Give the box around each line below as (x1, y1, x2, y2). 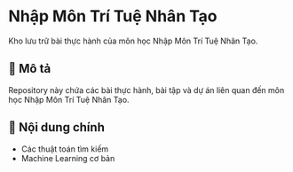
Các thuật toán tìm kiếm (20, 144, 109, 154)
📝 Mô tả (8, 61, 51, 76)
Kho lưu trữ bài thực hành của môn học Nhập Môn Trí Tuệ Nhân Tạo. (8, 35, 258, 46)
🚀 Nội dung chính (8, 120, 106, 135)
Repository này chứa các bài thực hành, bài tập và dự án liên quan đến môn (8, 84, 285, 95)
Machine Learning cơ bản (20, 152, 115, 163)
